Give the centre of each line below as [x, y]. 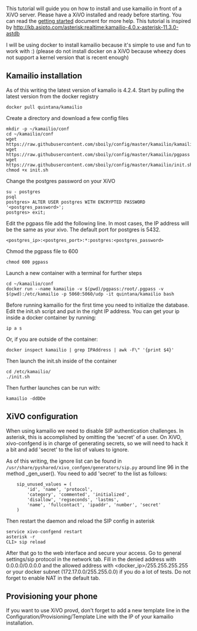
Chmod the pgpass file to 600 [42, 251]
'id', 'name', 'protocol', [60, 489]
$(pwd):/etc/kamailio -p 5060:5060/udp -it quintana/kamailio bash [90, 294]
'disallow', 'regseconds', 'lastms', [73, 500]
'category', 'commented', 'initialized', [79, 494]
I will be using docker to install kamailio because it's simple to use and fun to [98, 45]
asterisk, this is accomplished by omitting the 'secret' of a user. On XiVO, [94, 437]
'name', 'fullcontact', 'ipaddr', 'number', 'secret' [94, 505]
